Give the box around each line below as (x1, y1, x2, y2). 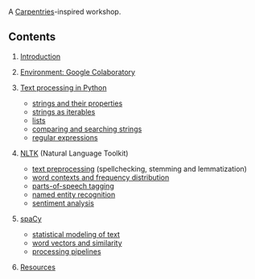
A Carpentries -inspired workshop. (8, 7, 121, 16)
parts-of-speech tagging (31, 181, 114, 190)
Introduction (19, 52, 61, 61)
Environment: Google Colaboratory (19, 67, 135, 77)
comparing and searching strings (31, 124, 142, 134)
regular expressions (31, 132, 98, 142)
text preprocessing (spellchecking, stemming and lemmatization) (31, 164, 248, 173)
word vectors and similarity (31, 238, 122, 248)
